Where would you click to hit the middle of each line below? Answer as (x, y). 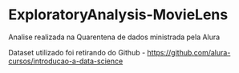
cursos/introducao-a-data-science (66, 61)
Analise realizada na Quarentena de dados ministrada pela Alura (114, 37)
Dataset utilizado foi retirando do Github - (77, 52)
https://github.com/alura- (189, 52)
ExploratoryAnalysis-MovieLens (118, 15)
